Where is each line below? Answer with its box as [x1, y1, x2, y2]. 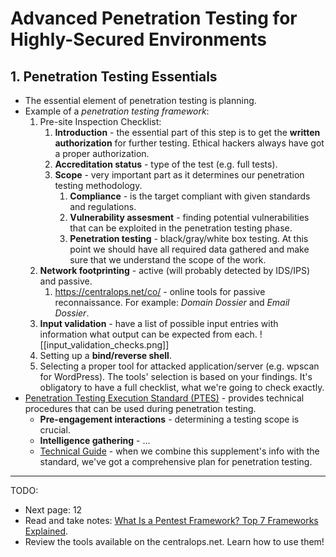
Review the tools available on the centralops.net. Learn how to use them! [24, 536, 325, 547]
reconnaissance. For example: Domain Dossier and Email [54, 297, 290, 308]
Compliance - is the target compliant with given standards [69, 190, 311, 202]
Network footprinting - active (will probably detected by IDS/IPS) [39, 265, 310, 276]
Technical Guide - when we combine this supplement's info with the [39, 445, 320, 457]
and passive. [39, 275, 93, 287]
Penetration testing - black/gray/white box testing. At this [69, 233, 309, 244]
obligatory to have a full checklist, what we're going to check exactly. [39, 382, 325, 393]
